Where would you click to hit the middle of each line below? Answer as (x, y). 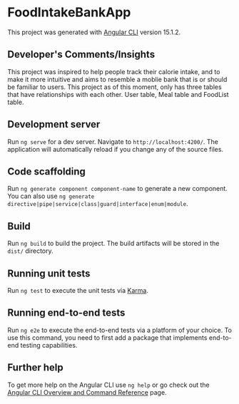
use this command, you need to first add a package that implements (107, 337)
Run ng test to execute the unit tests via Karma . (78, 290)
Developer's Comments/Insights (81, 55)
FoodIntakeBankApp (69, 12)
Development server (54, 124)
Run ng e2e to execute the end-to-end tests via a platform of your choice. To (120, 330)
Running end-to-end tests (66, 313)
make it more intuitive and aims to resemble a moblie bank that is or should (117, 79)
